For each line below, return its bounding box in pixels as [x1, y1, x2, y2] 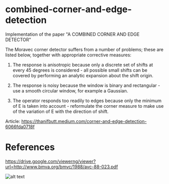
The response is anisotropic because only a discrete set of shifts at [12, 62, 153, 68]
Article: [5, 118, 20, 124]
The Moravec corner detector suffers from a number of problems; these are [5, 46, 164, 52]
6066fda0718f [5, 124, 35, 130]
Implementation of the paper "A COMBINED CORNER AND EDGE [5, 31, 140, 37]
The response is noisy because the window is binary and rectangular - [12, 82, 160, 88]
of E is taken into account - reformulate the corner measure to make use [12, 103, 164, 109]
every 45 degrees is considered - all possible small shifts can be [12, 67, 148, 73]
